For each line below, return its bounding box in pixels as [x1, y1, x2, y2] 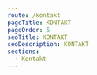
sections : [7, 48, 40, 55]
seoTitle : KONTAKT [7, 33, 68, 41]
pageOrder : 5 [7, 26, 50, 34]
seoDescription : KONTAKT [7, 41, 89, 48]
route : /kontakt [7, 11, 61, 20]
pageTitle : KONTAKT [7, 19, 72, 27]
